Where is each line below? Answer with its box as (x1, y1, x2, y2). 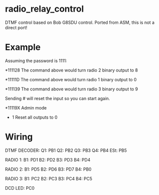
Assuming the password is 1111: (5, 57, 67, 64)
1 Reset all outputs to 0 (12, 114, 58, 120)
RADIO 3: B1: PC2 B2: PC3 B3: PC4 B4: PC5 (5, 176, 93, 181)
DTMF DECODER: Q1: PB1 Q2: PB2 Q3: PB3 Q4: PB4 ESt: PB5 (5, 147, 127, 153)
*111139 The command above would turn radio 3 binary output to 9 (5, 86, 138, 92)
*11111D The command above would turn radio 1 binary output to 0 (5, 76, 137, 82)
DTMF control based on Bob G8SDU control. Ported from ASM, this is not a (5, 19, 155, 25)
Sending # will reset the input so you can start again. (5, 95, 110, 101)
